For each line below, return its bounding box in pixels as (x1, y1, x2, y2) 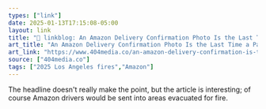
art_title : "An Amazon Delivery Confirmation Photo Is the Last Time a (8, 41, 249, 49)
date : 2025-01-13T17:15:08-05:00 (8, 19, 119, 27)
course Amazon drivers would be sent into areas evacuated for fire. (8, 92, 228, 103)
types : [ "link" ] (8, 11, 62, 20)
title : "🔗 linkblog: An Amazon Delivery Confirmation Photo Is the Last (8, 33, 253, 42)
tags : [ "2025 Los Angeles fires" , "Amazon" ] (8, 63, 154, 71)
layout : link (8, 26, 51, 34)
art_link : (8, 48, 41, 56)
